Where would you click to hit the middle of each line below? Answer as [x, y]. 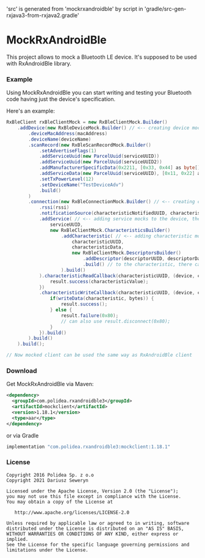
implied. [17, 539]
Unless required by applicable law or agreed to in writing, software [98, 523]
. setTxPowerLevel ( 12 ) [67, 179]
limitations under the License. [47, 550]
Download [22, 371]
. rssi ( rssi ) [54, 207]
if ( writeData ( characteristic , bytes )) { [102, 299]
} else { [61, 310]
